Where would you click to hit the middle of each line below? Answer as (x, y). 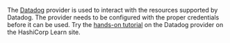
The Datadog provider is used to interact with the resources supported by (113, 10)
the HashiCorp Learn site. (44, 32)
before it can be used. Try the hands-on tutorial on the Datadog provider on (115, 25)
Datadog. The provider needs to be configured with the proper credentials (113, 17)
